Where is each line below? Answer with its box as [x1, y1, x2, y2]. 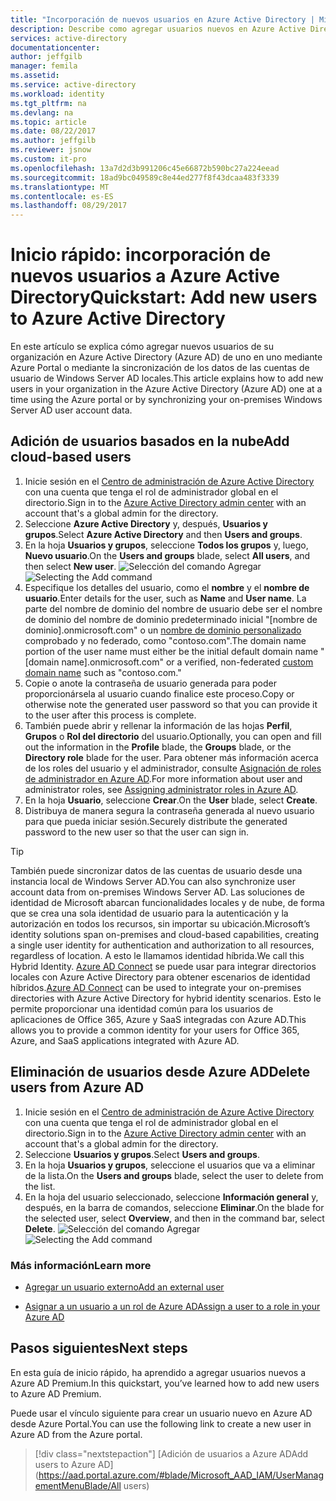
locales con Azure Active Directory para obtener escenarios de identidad [10, 971, 311, 983]
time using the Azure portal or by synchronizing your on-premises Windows [10, 394, 323, 406]
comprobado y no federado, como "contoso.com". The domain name [24, 634, 307, 646]
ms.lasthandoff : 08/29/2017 [10, 201, 128, 211]
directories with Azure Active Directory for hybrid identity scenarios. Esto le [10, 992, 322, 1004]
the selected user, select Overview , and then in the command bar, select [24, 1212, 325, 1224]
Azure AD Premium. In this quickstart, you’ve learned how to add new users [10, 1377, 320, 1389]
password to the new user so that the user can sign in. [24, 826, 250, 838]
